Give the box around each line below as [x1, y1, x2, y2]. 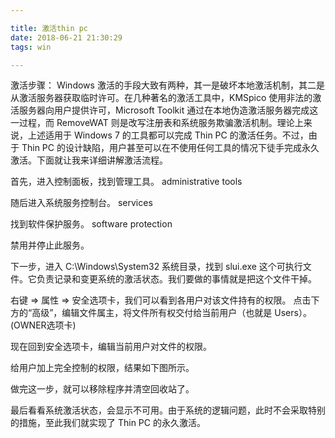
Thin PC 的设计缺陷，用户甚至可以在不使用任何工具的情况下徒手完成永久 [21, 142, 320, 154]
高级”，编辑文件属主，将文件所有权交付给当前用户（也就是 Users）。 [31, 307, 312, 319]
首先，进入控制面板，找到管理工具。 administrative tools [10, 176, 243, 188]
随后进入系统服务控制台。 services [10, 197, 153, 209]
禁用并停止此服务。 [10, 239, 90, 251]
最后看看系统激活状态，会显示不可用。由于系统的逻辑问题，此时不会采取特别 [10, 404, 326, 416]
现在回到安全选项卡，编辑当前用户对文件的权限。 [10, 341, 212, 353]
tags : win [10, 42, 52, 52]
